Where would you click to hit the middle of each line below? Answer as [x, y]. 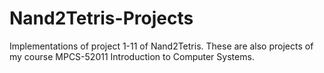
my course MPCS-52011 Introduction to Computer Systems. [132, 56]
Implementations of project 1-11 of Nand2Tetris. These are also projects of [161, 46]
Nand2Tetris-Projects [101, 18]
